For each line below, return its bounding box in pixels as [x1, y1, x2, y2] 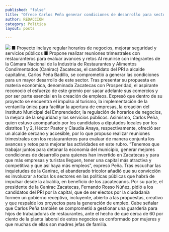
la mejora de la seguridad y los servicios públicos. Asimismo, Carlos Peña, [5, 114, 159, 121]
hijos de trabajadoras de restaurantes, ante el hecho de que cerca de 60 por [5, 211, 163, 217]
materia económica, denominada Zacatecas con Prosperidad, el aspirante [5, 83, 158, 89]
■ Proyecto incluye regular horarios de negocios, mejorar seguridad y [11, 45, 157, 51]
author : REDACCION [5, 17, 44, 22]
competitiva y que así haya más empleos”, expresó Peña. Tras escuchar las [5, 163, 161, 169]
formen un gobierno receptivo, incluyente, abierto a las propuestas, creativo [5, 195, 163, 201]
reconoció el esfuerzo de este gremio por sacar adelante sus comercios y [5, 88, 158, 94]
